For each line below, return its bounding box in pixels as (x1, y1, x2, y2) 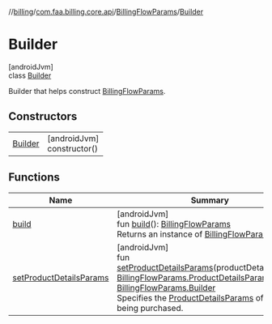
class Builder (8, 70, 52, 80)
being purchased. (117, 302, 184, 313)
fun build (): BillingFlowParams (117, 218, 231, 229)
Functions (8, 170, 61, 185)
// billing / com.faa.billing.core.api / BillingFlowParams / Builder (8, 7, 204, 16)
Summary (190, 194, 229, 206)
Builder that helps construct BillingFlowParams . (8, 86, 166, 96)
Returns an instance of (117, 228, 203, 240)
